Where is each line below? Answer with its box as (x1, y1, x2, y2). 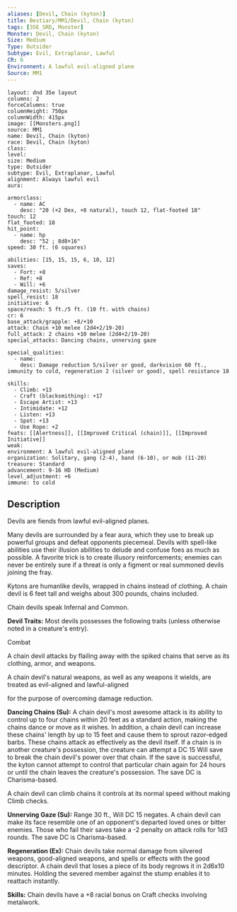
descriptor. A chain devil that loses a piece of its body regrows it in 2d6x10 (7, 862, 225, 870)
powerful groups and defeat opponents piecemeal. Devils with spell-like (7, 538, 217, 547)
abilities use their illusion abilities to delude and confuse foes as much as (7, 546, 220, 554)
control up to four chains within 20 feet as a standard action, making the (7, 715, 218, 724)
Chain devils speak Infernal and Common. (7, 603, 129, 612)
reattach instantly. (7, 877, 60, 885)
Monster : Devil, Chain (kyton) (7, 30, 100, 37)
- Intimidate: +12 (13, 405, 69, 412)
